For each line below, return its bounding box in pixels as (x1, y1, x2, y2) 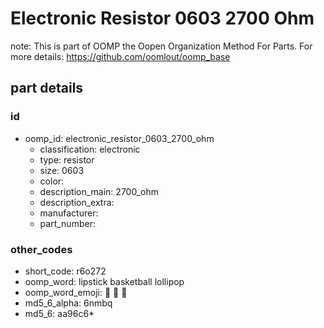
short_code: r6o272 (24, 265, 107, 277)
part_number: (39, 217, 96, 229)
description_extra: (39, 196, 115, 208)
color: (39, 175, 65, 187)
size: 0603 (39, 164, 85, 176)
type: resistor (39, 153, 95, 166)
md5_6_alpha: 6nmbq (24, 297, 113, 309)
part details (10, 80, 84, 97)
